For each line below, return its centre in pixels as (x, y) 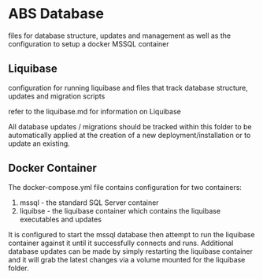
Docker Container (52, 168)
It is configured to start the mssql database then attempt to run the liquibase (131, 234)
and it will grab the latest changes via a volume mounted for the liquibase (127, 259)
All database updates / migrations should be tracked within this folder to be (130, 126)
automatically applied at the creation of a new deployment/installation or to (130, 135)
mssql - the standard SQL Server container (89, 203)
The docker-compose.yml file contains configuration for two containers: (125, 187)
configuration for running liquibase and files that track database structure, (128, 87)
